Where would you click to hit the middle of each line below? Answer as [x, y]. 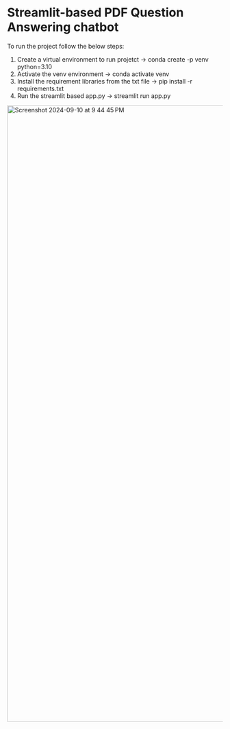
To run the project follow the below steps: [66, 46]
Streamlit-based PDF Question [95, 13]
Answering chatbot [63, 27]
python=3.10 [35, 66]
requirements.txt [40, 88]
